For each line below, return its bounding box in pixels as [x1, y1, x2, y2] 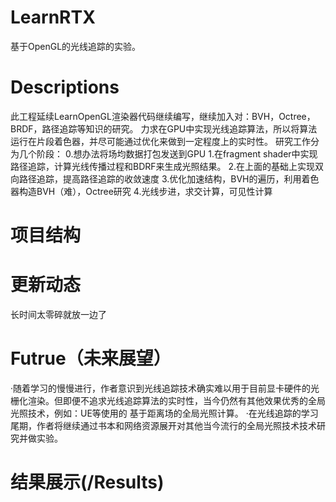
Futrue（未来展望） [10, 347, 172, 370]
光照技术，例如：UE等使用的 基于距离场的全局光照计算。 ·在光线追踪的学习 [10, 407, 319, 419]
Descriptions [10, 76, 120, 99]
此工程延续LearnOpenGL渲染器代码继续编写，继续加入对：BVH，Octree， [10, 110, 316, 122]
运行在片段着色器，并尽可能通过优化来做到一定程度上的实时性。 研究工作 [10, 135, 311, 147]
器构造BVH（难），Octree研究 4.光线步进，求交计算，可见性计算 [10, 185, 273, 197]
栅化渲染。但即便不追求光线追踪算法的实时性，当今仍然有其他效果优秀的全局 [10, 394, 326, 406]
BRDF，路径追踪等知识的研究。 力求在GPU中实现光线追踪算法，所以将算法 [10, 122, 318, 135]
